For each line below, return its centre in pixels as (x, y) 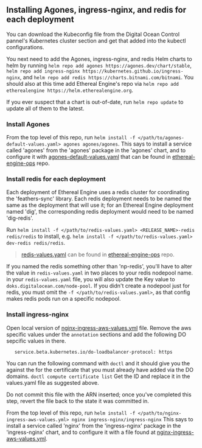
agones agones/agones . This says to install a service (128, 144)
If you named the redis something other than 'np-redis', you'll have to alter (99, 267)
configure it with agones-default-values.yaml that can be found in (89, 157)
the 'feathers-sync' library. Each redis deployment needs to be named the (99, 199)
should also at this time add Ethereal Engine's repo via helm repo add (93, 83)
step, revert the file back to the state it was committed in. (78, 401)
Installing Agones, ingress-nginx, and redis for (96, 10)
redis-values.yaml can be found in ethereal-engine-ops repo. (98, 254)
